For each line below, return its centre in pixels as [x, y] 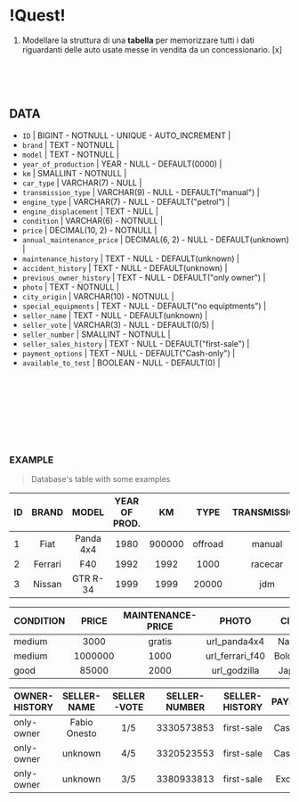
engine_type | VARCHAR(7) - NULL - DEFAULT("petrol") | [126, 201]
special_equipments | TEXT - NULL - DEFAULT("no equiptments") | [144, 306]
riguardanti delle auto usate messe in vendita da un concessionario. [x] [152, 49]
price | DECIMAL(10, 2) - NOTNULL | [89, 230]
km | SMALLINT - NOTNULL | [74, 173]
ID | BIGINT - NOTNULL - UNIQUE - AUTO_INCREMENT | [126, 135]
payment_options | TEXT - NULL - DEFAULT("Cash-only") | [129, 353]
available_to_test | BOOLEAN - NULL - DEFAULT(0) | [121, 363]
